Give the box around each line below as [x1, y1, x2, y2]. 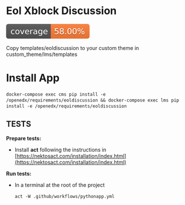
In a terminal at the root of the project [14, 181, 105, 189]
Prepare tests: [6, 135, 42, 142]
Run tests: [6, 170, 32, 177]
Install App [6, 72, 60, 85]
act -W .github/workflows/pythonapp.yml [14, 193, 115, 199]
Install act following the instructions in [14, 146, 107, 153]
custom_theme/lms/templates [6, 51, 78, 58]
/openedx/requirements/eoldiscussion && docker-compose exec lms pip [6, 97, 180, 103]
